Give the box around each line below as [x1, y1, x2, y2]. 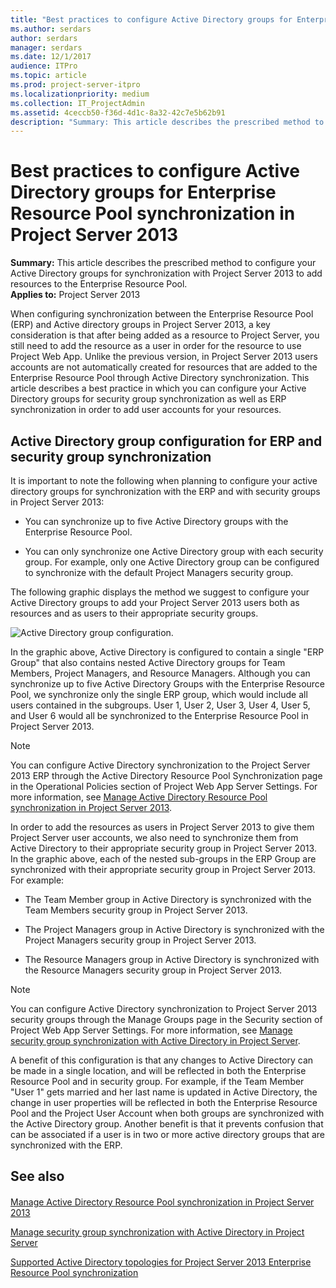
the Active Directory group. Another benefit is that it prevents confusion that [10, 1118, 324, 1130]
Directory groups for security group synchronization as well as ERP [10, 393, 287, 405]
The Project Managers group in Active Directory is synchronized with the [24, 924, 325, 935]
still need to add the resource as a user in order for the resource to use [10, 340, 302, 352]
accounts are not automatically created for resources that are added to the [10, 361, 318, 373]
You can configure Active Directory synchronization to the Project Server [10, 759, 311, 771]
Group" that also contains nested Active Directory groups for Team [10, 657, 286, 668]
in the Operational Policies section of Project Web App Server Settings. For [10, 781, 318, 792]
